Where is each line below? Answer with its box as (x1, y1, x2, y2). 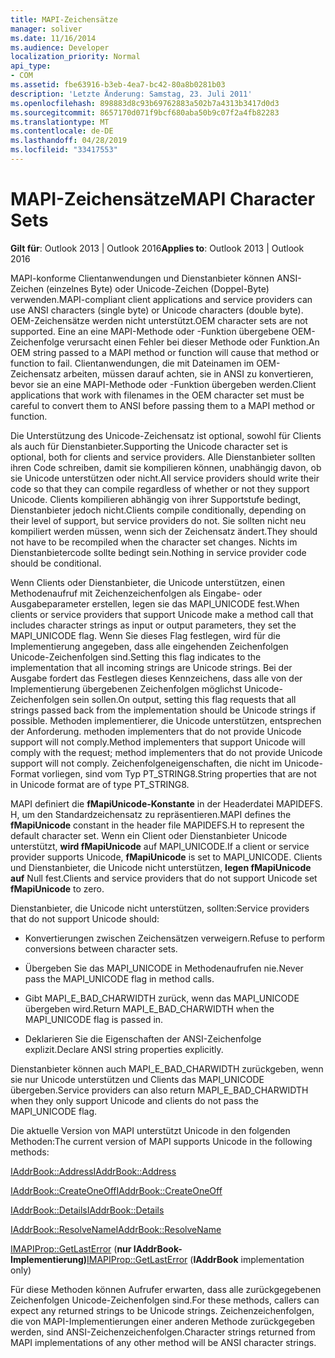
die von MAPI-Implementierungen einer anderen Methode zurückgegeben (10, 1315, 316, 1327)
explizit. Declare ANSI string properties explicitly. (24, 1043, 224, 1055)
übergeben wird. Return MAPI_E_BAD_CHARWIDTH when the (24, 1002, 275, 1015)
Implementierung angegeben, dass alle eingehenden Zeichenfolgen (10, 640, 289, 652)
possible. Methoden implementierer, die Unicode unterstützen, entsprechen (10, 714, 322, 726)
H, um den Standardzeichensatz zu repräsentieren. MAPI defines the (10, 808, 292, 820)
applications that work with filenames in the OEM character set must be (10, 389, 305, 401)
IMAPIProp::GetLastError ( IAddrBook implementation (86, 1253, 305, 1265)
